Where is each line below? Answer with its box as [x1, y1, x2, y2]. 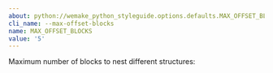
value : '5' [8, 34, 45, 43]
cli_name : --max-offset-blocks [8, 19, 115, 28]
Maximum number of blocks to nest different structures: [8, 57, 196, 67]
